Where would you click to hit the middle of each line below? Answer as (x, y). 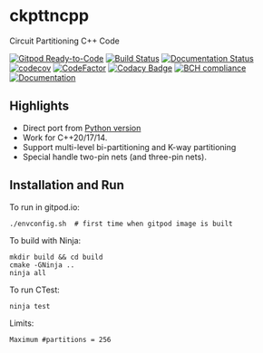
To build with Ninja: (45, 240)
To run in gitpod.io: (44, 207)
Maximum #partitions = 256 (60, 339)
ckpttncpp (49, 16)
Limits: (22, 323)
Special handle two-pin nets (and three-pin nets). (114, 157)
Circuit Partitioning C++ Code (64, 41)
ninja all (28, 272)
